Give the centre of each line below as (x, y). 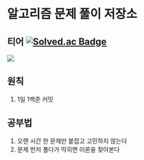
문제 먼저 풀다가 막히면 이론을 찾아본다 (68, 149)
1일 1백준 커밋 (35, 99)
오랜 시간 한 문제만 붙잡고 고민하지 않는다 (72, 141)
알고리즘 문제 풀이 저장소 (72, 14)
